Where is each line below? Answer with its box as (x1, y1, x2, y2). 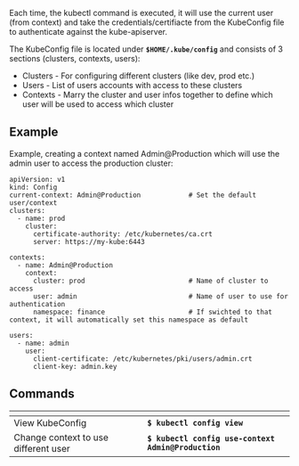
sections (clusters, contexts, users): (9, 53, 141, 63)
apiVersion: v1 (9, 175, 66, 184)
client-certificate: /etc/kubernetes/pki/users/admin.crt (32, 354, 253, 364)
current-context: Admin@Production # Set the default (9, 191, 256, 200)
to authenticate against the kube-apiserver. (9, 27, 167, 37)
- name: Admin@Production (17, 260, 114, 270)
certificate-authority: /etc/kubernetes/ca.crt (32, 229, 214, 239)
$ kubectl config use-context (147, 433, 276, 444)
